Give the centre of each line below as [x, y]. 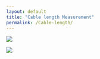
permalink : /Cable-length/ [40, 22]
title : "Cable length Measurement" [50, 17]
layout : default [26, 12]
